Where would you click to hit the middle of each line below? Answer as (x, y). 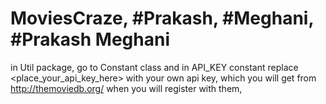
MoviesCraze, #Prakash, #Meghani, (162, 18)
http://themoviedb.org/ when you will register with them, (126, 88)
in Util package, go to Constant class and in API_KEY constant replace (154, 67)
